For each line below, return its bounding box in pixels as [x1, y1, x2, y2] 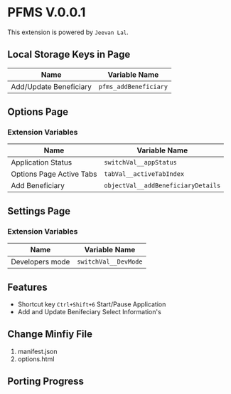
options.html [17, 354, 55, 363]
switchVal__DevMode [77, 258, 143, 266]
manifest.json [17, 347, 58, 356]
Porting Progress [7, 375, 84, 388]
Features [7, 281, 48, 293]
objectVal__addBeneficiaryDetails [104, 182, 221, 190]
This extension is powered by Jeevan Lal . [7, 28, 129, 36]
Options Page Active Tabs [11, 169, 97, 179]
